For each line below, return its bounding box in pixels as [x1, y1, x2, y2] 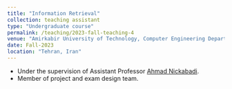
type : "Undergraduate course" [7, 23, 95, 29]
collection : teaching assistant [7, 16, 100, 23]
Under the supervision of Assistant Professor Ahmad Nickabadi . [17, 66, 200, 75]
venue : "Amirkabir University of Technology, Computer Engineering [7, 36, 206, 42]
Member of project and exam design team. [17, 74, 139, 82]
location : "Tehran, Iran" [7, 49, 81, 55]
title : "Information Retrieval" [7, 10, 100, 17]
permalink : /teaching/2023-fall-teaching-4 [7, 29, 135, 36]
